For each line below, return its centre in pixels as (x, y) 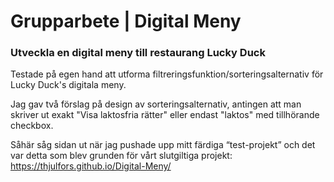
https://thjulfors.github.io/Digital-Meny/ (91, 166)
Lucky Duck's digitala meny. (68, 85)
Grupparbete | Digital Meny (126, 21)
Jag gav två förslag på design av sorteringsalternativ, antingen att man (156, 104)
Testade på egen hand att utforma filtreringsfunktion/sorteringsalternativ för (167, 74)
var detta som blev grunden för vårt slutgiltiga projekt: (121, 156)
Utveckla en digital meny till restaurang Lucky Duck (138, 53)
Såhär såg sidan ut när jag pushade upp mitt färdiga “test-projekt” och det (163, 145)
